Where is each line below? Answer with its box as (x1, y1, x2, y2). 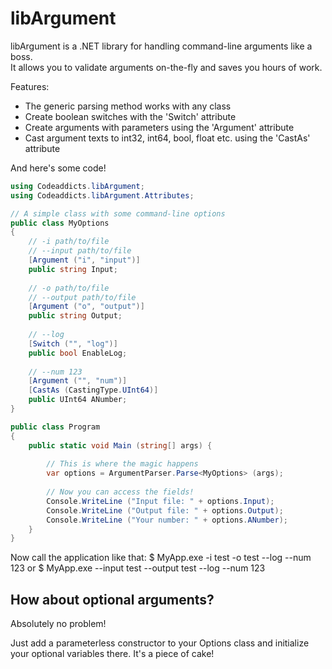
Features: (10, 80, 50, 92)
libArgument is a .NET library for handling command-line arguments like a (10, 40, 313, 52)
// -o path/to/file (28, 283, 110, 293)
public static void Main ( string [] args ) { (28, 440, 213, 451)
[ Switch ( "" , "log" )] (28, 338, 118, 349)
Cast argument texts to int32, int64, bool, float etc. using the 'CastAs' (24, 132, 311, 144)
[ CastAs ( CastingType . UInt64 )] (28, 385, 159, 396)
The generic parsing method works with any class (24, 100, 232, 112)
